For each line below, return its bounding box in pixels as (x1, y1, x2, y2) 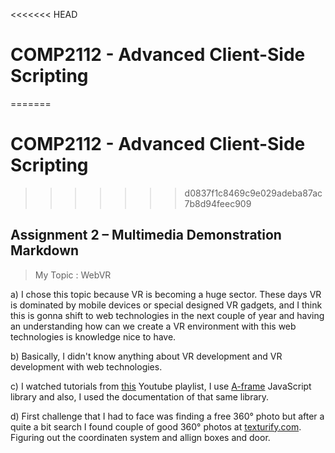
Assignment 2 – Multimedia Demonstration (10, 227, 282, 244)
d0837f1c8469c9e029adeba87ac (184, 187, 323, 199)
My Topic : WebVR (34, 269, 112, 281)
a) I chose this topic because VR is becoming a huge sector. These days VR (10, 288, 322, 300)
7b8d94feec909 (184, 197, 252, 209)
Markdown (10, 242, 80, 259)
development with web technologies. (10, 360, 163, 373)
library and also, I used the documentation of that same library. (10, 390, 270, 403)
